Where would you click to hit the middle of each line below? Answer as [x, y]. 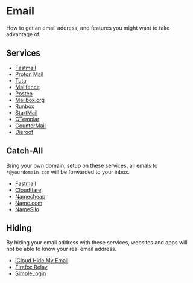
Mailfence [27, 87]
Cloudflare [28, 190]
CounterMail [30, 126]
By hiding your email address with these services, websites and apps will [97, 243]
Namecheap [30, 196]
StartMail [26, 112]
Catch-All [25, 151]
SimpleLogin [30, 273]
